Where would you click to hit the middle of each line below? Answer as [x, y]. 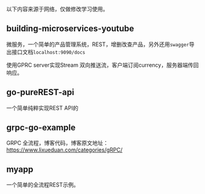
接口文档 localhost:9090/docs [48, 52]
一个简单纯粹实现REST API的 [42, 108]
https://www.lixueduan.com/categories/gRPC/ [65, 150]
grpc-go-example [41, 128]
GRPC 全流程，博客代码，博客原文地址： [58, 143]
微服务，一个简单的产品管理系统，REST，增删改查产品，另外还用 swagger [98, 44]
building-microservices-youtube [70, 29]
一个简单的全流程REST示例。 [43, 185]
